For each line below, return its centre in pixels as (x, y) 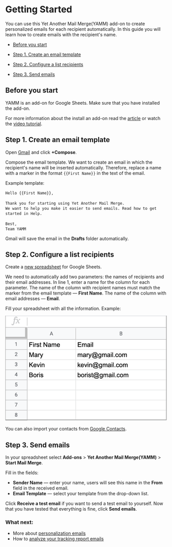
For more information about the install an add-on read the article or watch (83, 118)
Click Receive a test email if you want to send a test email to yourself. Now (84, 503)
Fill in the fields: (22, 473)
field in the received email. (41, 488)
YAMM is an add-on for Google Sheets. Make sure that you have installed (83, 103)
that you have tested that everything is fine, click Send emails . (71, 509)
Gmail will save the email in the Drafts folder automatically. (67, 238)
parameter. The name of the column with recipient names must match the (83, 288)
